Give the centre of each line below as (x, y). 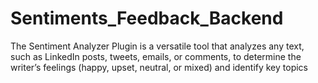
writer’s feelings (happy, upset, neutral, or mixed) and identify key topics (159, 67)
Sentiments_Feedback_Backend (147, 18)
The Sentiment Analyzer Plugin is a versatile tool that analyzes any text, (157, 46)
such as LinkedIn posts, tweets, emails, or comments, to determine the (156, 56)
